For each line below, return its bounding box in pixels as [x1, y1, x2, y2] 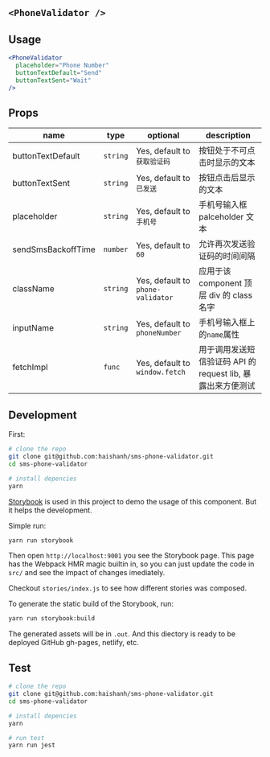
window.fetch [136, 368, 186, 377]
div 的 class [208, 290, 253, 301]
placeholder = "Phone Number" [15, 61, 110, 70]
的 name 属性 [198, 329, 239, 340]
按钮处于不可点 [198, 145, 256, 156]
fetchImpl [12, 362, 48, 373]
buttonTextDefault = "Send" [15, 68, 103, 76]
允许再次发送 [198, 238, 247, 249]
